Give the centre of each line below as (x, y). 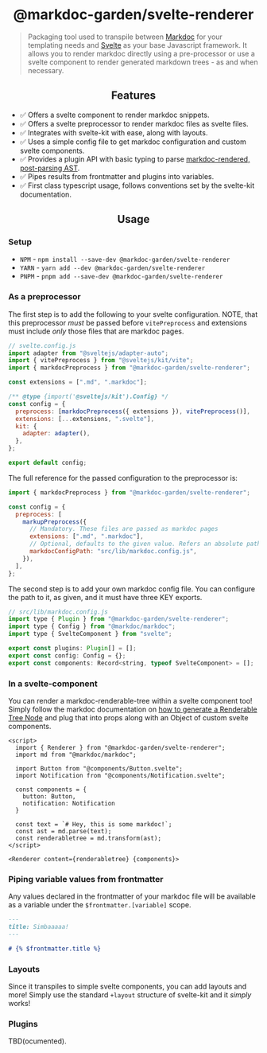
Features (133, 96)
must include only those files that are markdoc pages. (96, 331)
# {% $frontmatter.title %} (55, 949)
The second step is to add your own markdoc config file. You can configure (132, 589)
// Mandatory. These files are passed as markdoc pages (124, 529)
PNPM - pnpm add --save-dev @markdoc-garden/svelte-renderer (121, 276)
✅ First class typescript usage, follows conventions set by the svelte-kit (137, 185)
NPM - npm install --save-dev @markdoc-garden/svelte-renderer (125, 259)
